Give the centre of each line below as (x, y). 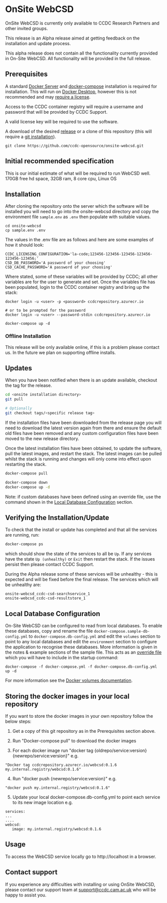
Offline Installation (28, 336)
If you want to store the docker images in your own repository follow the (79, 716)
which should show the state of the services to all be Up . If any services (79, 554)
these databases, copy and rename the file (49, 631)
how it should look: (24, 245)
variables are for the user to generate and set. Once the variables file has (80, 282)
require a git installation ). (31, 137)
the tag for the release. (29, 385)
